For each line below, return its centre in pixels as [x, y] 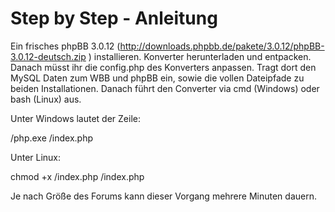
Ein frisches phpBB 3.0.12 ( [65, 46]
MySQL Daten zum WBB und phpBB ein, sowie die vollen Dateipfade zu [157, 78]
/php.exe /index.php [52, 138]
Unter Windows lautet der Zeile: [75, 118]
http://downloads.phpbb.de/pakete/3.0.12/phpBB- [222, 46]
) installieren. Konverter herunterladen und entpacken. [200, 56]
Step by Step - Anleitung [114, 18]
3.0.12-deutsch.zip [48, 56]
